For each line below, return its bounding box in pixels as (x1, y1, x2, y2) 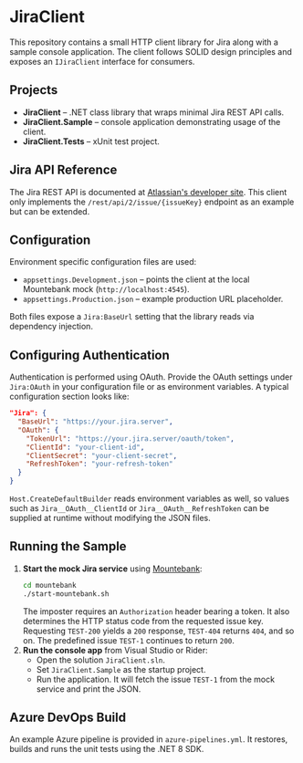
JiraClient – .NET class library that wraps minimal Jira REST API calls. (22, 107, 285, 118)
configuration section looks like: (9, 391, 130, 402)
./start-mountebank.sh (22, 589, 110, 599)
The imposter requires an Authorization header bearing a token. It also (22, 605, 290, 617)
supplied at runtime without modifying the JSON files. (9, 513, 212, 524)
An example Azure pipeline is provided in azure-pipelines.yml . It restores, (9, 734, 288, 745)
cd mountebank (22, 580, 77, 590)
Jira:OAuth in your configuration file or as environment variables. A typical (9, 381, 289, 392)
